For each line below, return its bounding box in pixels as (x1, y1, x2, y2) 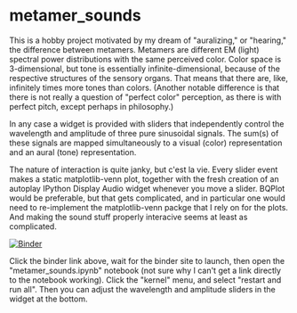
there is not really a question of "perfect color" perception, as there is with (9, 91, 282, 103)
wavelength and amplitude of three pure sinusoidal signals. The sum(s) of (9, 128, 279, 138)
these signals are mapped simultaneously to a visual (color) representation (9, 137, 283, 148)
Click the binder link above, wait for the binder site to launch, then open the (9, 255, 285, 266)
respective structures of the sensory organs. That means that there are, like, (9, 72, 289, 83)
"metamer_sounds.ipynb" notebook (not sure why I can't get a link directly (9, 265, 282, 276)
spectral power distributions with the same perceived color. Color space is (9, 54, 282, 64)
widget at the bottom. (9, 293, 88, 304)
